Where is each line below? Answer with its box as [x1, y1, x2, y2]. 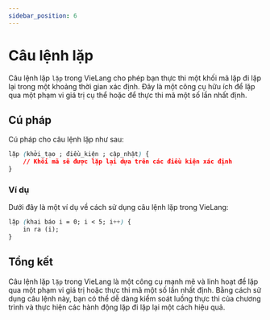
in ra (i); [23, 226, 60, 234]
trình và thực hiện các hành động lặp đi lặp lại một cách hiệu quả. [8, 302, 226, 312]
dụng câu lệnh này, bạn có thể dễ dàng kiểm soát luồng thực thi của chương [8, 293, 262, 303]
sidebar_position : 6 [8, 11, 78, 20]
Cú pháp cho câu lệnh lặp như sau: [8, 134, 125, 145]
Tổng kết [8, 255, 54, 269]
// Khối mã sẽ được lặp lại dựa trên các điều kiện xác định [23, 158, 232, 166]
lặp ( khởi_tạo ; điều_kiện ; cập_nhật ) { [8, 150, 150, 158]
